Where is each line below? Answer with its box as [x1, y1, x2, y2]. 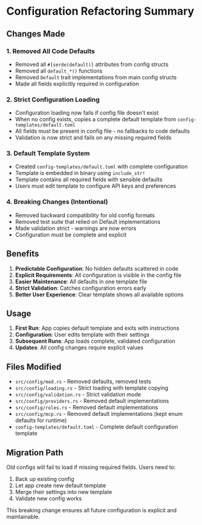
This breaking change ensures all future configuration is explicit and [6, 507, 177, 514]
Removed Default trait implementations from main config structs [15, 73, 177, 80]
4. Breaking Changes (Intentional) [6, 198, 108, 206]
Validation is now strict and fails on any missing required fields [15, 134, 172, 141]
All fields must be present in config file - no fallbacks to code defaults [15, 127, 190, 135]
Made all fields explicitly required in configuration [15, 80, 139, 87]
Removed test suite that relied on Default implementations [15, 218, 161, 225]
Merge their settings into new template [15, 488, 113, 496]
